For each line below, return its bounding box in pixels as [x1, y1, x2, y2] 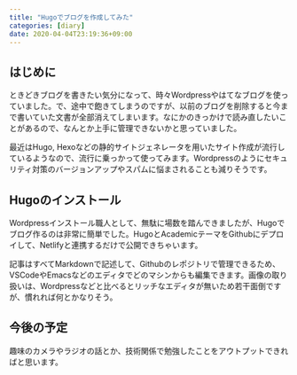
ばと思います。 [9, 356, 64, 367]
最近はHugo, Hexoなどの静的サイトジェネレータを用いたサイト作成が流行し [9, 142, 285, 152]
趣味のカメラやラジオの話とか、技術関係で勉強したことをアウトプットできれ [9, 345, 289, 355]
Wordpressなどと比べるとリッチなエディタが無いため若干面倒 [39, 281, 266, 291]
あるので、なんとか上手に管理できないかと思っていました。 [24, 123, 242, 134]
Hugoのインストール [9, 192, 121, 207]
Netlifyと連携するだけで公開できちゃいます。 [39, 240, 203, 250]
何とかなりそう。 [55, 292, 118, 302]
